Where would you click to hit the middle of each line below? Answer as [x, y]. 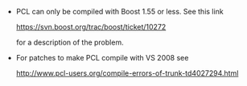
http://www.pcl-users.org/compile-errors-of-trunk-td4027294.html [127, 73]
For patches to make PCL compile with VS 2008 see [102, 58]
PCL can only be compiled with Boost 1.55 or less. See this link [119, 12]
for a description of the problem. [70, 42]
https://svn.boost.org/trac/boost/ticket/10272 [91, 27]
